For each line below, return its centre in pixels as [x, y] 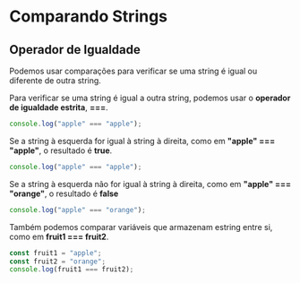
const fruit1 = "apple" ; [56, 253]
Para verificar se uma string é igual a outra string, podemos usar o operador [150, 98]
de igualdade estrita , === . [59, 107]
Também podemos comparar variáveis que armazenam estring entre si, [141, 227]
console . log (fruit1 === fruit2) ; [72, 270]
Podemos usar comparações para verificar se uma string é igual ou [133, 71]
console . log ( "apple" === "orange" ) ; [77, 210]
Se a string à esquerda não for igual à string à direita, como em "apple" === [150, 184]
